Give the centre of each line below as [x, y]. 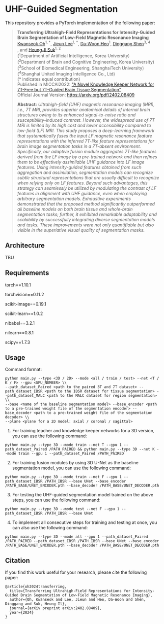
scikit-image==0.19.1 [26, 304]
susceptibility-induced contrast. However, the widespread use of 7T [86, 120]
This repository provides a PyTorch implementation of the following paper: [80, 23]
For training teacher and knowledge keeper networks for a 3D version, [83, 431]
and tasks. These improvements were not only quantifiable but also [85, 225]
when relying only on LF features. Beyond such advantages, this [82, 183]
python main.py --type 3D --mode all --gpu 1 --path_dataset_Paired [77, 537]
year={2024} [22, 613]
